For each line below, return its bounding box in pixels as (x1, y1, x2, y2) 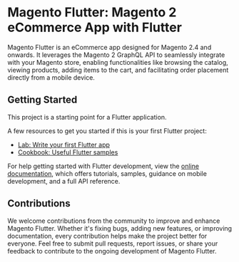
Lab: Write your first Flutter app (17, 140, 111, 149)
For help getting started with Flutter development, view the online (7, 162, 200, 170)
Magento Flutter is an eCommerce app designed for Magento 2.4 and (7, 43, 212, 51)
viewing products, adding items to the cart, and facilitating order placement (7, 65, 229, 74)
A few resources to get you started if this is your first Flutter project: (7, 126, 207, 135)
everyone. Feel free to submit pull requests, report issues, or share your (7, 239, 218, 248)
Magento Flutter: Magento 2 (7, 4, 177, 21)
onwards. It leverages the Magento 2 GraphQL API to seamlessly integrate (7, 51, 225, 59)
